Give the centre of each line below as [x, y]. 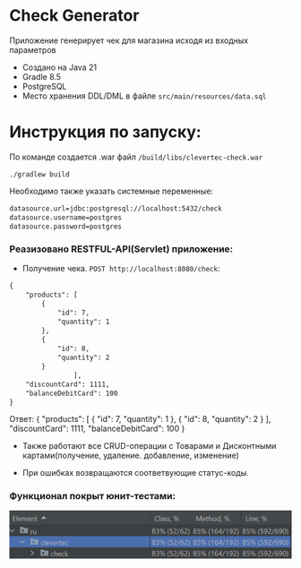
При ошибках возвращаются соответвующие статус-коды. [135, 473]
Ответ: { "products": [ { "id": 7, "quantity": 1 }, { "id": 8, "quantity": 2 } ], [140, 419]
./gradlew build [39, 174]
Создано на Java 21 [59, 67]
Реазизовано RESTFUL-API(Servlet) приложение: [121, 249]
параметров [33, 49]
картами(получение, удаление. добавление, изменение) [131, 456]
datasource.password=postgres [66, 226]
